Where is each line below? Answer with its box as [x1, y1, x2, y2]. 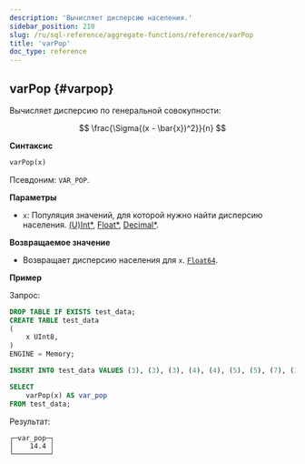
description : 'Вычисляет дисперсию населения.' [9, 13, 193, 23]
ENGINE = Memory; [9, 349, 75, 359]
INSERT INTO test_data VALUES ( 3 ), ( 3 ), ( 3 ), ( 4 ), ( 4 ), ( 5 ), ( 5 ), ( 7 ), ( [9, 366, 295, 376]
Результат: [9, 416, 51, 427]
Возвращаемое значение [9, 237, 111, 247]
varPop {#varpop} [9, 81, 114, 96]
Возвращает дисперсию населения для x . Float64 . [22, 254, 219, 265]
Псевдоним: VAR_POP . [9, 174, 90, 185]
